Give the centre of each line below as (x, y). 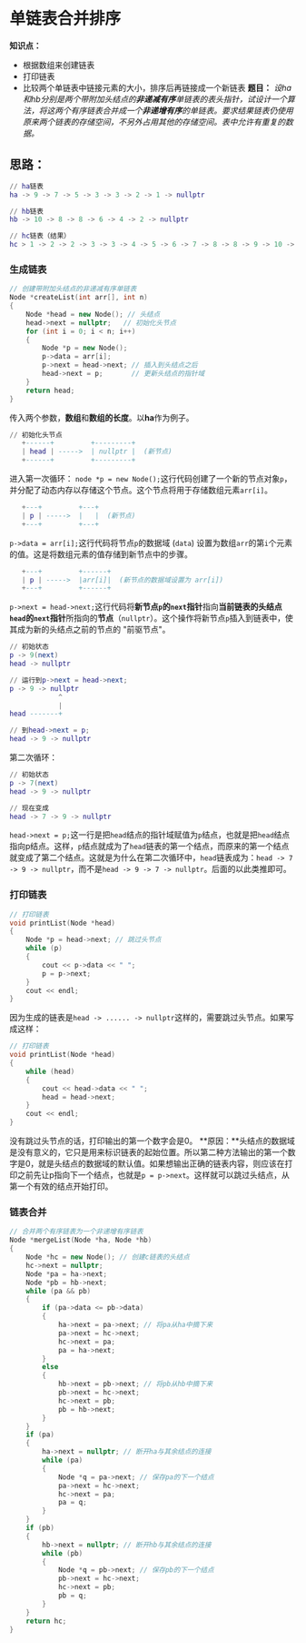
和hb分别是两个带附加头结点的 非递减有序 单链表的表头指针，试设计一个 (155, 99)
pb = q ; (73, 1596)
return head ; (50, 390)
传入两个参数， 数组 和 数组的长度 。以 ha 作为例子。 (102, 417)
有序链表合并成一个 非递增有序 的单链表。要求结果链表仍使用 (182, 110)
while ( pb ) (63, 1553)
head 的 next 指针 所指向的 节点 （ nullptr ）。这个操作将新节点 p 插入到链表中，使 (151, 618)
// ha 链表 (26, 186)
